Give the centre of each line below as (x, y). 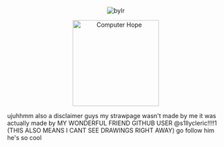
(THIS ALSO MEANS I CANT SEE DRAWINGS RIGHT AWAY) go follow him (111, 130)
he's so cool (24, 138)
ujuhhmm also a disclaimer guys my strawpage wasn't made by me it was (112, 116)
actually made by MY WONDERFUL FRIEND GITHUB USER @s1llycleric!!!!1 (112, 123)
